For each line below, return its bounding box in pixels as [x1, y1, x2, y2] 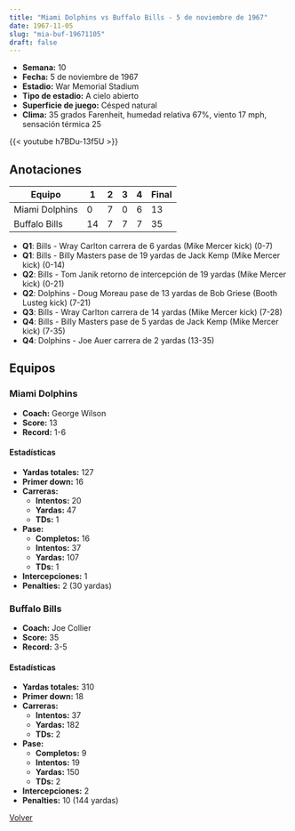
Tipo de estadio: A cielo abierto [21, 91, 140, 101]
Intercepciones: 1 [21, 570, 88, 581]
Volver [9, 812, 33, 823]
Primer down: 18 [21, 691, 84, 702]
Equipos [9, 361, 56, 376]
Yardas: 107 [35, 552, 80, 562]
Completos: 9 [35, 748, 87, 759]
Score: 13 [21, 417, 58, 428]
